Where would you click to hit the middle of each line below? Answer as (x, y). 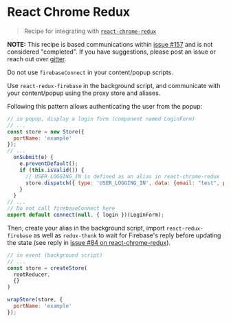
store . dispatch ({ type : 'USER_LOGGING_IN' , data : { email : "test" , (122, 183)
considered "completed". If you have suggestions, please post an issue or (112, 52)
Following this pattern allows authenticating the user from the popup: (105, 106)
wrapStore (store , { (35, 300)
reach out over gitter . (37, 58)
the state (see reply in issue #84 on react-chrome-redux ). (89, 242)
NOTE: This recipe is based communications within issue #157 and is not (110, 44)
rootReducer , (32, 275)
